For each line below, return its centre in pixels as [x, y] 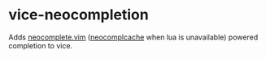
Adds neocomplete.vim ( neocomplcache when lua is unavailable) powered [133, 37]
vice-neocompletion [78, 15]
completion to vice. [41, 45]
